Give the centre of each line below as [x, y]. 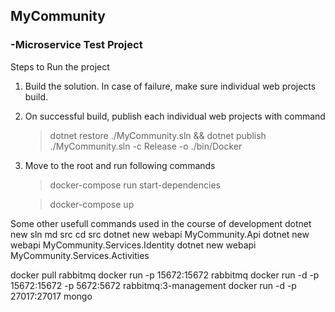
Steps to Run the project [60, 66]
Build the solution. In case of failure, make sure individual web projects [170, 86]
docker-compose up [92, 204]
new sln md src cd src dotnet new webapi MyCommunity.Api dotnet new [160, 234]
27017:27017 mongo [51, 296]
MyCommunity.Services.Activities [80, 255]
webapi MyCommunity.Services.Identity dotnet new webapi [133, 245]
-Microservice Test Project [76, 45]
